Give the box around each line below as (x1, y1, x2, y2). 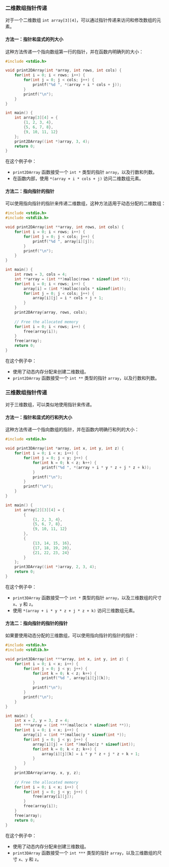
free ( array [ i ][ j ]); (32, 794, 74, 799)
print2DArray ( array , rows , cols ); (14, 310, 88, 315)
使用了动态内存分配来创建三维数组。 (12, 843, 89, 849)
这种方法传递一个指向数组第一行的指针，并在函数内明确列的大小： (5, 49, 144, 55)
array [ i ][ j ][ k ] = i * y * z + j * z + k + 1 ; (41, 751, 140, 757)
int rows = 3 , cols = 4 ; (14, 272, 67, 277)
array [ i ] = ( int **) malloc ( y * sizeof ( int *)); (23, 732, 126, 738)
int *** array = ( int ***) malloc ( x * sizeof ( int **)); (14, 723, 131, 728)
